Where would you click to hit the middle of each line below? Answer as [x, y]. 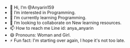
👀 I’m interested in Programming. [43, 12]
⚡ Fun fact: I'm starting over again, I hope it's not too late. [67, 40]
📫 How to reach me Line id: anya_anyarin [52, 28]
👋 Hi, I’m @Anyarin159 [32, 7]
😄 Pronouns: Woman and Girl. [40, 35]
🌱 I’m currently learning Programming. [48, 18]
